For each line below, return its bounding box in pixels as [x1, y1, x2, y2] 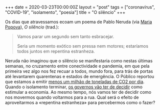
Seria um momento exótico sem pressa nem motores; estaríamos [17, 43, 148, 49]
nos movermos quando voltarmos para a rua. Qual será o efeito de [5, 94, 139, 100]
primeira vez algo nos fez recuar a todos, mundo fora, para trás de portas [5, 68, 153, 74]
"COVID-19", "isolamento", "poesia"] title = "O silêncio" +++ [5, 9, 126, 15]
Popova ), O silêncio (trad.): [5, 24, 60, 30]
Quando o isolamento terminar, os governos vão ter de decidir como [5, 84, 143, 90]
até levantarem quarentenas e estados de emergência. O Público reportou [5, 74, 155, 79]
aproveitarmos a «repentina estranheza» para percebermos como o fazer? [5, 100, 156, 105]
